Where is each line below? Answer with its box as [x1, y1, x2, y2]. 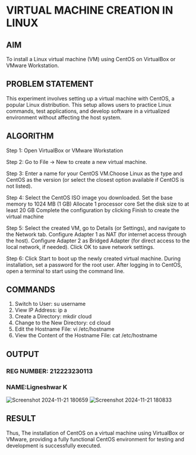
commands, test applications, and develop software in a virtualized [6, 108, 170, 115]
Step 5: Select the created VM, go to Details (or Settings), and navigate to [6, 224, 186, 232]
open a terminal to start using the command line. [6, 267, 125, 274]
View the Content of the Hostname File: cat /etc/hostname [14, 332, 157, 339]
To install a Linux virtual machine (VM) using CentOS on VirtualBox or [6, 56, 176, 62]
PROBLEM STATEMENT [6, 79, 94, 89]
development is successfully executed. [6, 442, 102, 449]
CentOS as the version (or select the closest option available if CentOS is [6, 176, 185, 183]
